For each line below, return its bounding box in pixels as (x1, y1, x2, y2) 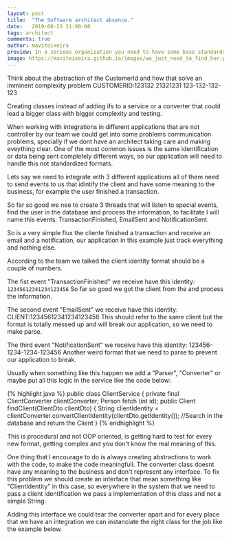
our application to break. (7, 355, 77, 363)
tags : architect (7, 29, 54, 37)
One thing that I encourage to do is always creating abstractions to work (7, 452, 212, 461)
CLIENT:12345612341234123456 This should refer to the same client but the (7, 312, 223, 321)
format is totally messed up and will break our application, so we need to (7, 320, 213, 328)
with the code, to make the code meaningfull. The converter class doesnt (7, 460, 214, 468)
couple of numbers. (7, 263, 63, 272)
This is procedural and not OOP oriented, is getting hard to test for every (7, 432, 212, 440)
